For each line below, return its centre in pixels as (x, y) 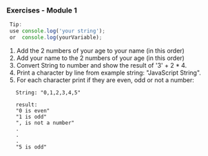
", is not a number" (45, 123)
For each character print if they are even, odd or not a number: (105, 80)
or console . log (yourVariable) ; (56, 38)
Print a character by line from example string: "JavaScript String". (108, 72)
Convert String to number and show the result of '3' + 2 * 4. (102, 65)
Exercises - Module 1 (42, 10)
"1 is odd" (31, 117)
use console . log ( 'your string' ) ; (58, 31)
